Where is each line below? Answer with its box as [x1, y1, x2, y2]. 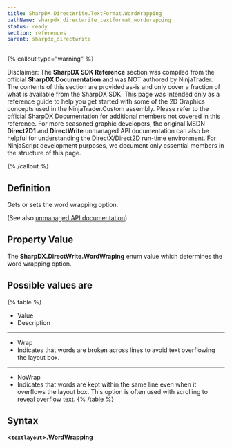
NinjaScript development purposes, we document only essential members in [7, 142, 224, 150]
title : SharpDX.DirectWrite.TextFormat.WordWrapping [7, 10, 162, 17]
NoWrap [17, 373, 41, 381]
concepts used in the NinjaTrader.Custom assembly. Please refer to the [7, 105, 209, 113]
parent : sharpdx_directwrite [7, 36, 91, 43]
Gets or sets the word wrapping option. [7, 200, 119, 208]
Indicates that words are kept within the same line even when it [17, 380, 197, 389]
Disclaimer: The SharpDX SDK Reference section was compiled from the [7, 68, 215, 77]
